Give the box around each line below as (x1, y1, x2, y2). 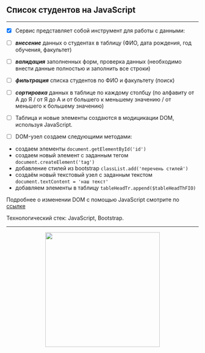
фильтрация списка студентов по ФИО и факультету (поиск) (15, 76, 175, 84)
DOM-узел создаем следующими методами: (15, 133, 132, 140)
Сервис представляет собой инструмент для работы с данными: (15, 27, 185, 34)
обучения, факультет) (15, 46, 72, 53)
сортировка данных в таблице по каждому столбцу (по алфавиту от (15, 89, 195, 97)
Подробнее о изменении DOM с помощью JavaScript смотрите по (6, 196, 180, 204)
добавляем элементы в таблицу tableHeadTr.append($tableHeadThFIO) (15, 184, 196, 191)
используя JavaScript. (15, 121, 73, 128)
